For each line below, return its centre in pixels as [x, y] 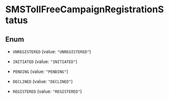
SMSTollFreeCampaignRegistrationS [84, 9]
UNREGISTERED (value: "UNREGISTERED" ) [52, 52]
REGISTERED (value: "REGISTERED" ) [47, 91]
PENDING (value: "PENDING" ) [40, 71]
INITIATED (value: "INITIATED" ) [45, 62]
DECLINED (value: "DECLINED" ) [43, 81]
